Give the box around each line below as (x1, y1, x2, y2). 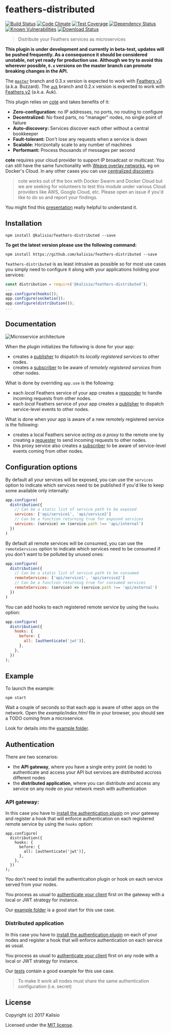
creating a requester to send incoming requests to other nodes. (12, 437, 147, 443)
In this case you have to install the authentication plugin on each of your (5, 931, 158, 937)
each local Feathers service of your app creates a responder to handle (12, 389, 162, 396)
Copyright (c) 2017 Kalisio (5, 1012, 60, 1018)
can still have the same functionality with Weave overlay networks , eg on (5, 162, 160, 168)
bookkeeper (12, 130, 39, 137)
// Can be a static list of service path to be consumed (14, 571, 139, 576)
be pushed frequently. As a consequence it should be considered (5, 51, 147, 58)
